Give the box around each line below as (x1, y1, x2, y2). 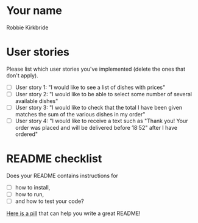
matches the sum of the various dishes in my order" (15, 111, 146, 118)
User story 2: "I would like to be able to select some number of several (15, 90, 192, 97)
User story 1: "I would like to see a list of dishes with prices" (15, 83, 166, 91)
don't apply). (6, 71, 38, 79)
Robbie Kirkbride (6, 24, 49, 31)
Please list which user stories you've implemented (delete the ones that (6, 65, 186, 73)
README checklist (6, 152, 102, 166)
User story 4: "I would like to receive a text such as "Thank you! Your (15, 117, 188, 125)
